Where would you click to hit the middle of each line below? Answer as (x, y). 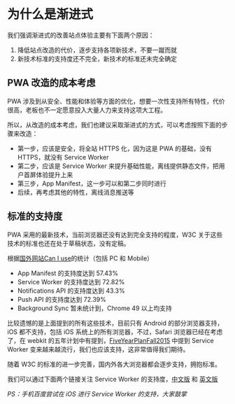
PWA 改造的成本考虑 (51, 83)
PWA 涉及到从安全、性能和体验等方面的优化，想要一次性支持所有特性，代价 (116, 101)
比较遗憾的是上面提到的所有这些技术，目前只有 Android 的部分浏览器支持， (115, 323)
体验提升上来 (55, 174)
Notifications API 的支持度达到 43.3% (71, 291)
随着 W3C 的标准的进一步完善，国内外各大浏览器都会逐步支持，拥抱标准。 (114, 364)
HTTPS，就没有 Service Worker (63, 157)
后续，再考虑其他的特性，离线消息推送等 (76, 192)
